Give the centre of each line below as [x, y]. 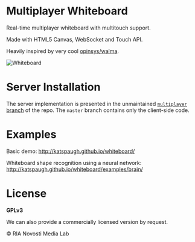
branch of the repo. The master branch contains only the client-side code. [98, 110]
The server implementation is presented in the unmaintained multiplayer [97, 104]
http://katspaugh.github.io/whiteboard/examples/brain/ [75, 169]
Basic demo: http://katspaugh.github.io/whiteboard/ [71, 151]
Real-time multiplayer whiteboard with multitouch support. [78, 28]
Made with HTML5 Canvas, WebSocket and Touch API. [75, 39]
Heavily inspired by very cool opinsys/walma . [63, 51]
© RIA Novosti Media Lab [38, 234]
